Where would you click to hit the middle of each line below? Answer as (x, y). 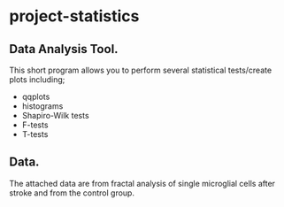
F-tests (35, 125)
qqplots (36, 96)
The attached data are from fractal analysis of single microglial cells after (142, 183)
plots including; (37, 80)
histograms (42, 106)
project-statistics (74, 16)
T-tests (35, 134)
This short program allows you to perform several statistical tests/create (141, 70)
